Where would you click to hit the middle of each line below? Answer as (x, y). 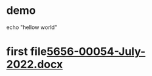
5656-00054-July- (96, 52)
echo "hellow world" (32, 27)
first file (27, 52)
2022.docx (35, 65)
